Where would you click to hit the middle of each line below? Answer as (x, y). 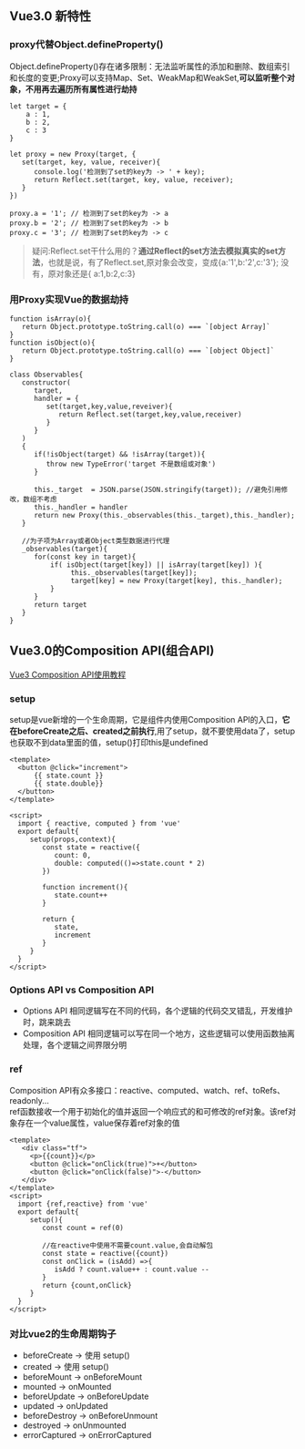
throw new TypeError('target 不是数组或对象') (131, 464)
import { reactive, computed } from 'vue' (99, 824)
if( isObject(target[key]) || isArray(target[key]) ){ (156, 565)
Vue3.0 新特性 (50, 16)
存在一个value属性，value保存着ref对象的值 (98, 1123)
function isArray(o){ (51, 319)
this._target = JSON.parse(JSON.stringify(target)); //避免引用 (158, 489)
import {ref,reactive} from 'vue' (83, 1204)
